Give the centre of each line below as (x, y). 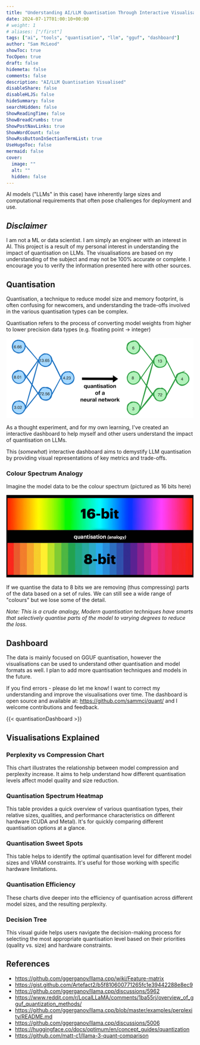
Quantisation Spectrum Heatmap (55, 796)
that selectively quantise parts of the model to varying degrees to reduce (96, 618)
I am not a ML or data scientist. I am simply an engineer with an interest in (96, 240)
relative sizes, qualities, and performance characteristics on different (90, 815)
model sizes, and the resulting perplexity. (57, 904)
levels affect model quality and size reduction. (62, 780)
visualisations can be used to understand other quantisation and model (93, 664)
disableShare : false (32, 88)
